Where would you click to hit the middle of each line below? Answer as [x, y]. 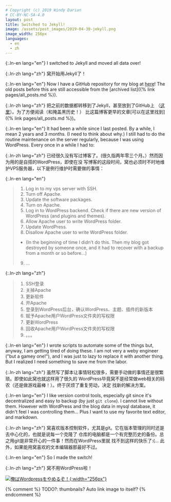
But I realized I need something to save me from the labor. [66, 361]
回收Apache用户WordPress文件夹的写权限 [70, 328]
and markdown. [22, 417]
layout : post [19, 20]
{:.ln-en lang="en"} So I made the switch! [49, 457]
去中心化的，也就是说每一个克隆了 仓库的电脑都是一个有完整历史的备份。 [82, 434]
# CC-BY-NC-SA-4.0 [25, 15]
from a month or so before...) [56, 253]
